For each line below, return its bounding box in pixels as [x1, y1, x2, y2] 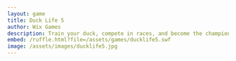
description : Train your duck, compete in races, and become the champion [7, 29, 231, 37]
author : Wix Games [7, 23, 61, 30]
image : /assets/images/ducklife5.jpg [7, 43, 118, 50]
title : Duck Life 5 [7, 17, 65, 24]
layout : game [7, 10, 46, 18]
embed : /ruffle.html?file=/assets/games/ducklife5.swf [7, 36, 171, 43]
